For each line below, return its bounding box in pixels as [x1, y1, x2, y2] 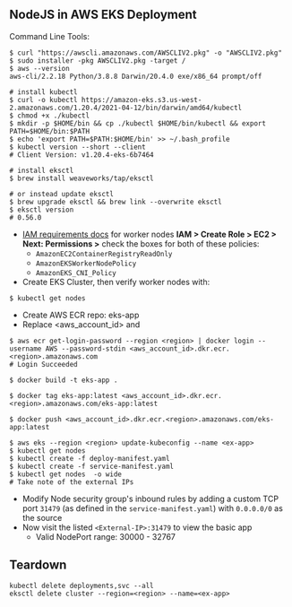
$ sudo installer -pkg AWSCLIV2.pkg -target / [9, 56, 186, 65]
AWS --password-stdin [45, 344, 126, 353]
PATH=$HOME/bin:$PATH [9, 126, 90, 135]
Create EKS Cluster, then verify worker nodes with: [21, 276, 210, 287]
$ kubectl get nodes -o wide [9, 470, 123, 479]
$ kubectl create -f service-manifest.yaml [9, 462, 175, 471]
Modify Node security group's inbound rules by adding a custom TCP [21, 493, 279, 504]
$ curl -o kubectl [9, 95, 78, 104]
